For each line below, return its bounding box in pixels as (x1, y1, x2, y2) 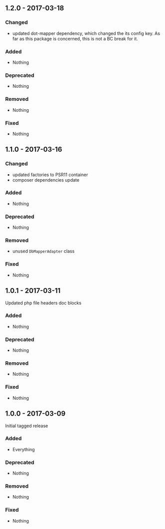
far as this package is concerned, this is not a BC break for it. (12, 35, 138, 41)
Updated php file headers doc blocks (5, 299, 82, 306)
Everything (12, 446, 35, 452)
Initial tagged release (5, 423, 48, 429)
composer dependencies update (12, 177, 80, 183)
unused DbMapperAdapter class (12, 248, 75, 254)
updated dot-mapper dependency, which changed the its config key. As (12, 30, 161, 36)
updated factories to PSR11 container (12, 172, 88, 178)
